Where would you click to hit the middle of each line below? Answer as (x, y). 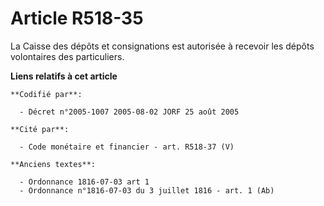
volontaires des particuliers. (67, 56)
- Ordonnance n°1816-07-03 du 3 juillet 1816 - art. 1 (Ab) (147, 190)
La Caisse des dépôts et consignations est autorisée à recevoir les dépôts (162, 46)
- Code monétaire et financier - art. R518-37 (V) (127, 147)
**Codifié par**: (46, 94)
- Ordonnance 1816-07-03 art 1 (84, 182)
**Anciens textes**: (53, 164)
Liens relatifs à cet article (64, 76)
